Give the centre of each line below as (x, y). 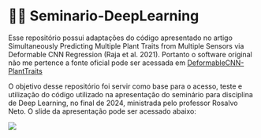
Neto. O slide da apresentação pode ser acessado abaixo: (103, 111)
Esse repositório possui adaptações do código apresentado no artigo (120, 38)
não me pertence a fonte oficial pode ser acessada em (97, 63)
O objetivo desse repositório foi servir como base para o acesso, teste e (125, 86)
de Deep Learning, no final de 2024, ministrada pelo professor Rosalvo (123, 103)
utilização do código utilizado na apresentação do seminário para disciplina (131, 94)
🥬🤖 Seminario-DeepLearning (104, 16)
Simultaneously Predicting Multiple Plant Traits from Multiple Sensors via (126, 45)
